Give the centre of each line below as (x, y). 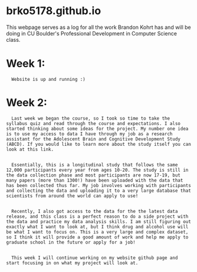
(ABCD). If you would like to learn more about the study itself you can (99, 144)
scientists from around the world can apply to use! (72, 196)
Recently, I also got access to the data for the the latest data (95, 211)
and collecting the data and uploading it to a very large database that (99, 191)
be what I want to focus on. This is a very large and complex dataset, (97, 232)
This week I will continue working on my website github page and (95, 258)
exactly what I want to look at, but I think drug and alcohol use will (97, 227)
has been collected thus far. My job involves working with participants (99, 185)
